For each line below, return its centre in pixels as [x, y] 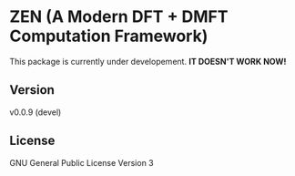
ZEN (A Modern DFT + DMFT [119, 17]
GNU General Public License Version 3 [81, 162]
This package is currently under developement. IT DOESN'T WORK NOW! [148, 61]
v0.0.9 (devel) [36, 112]
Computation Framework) [109, 36]
